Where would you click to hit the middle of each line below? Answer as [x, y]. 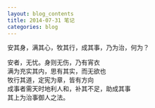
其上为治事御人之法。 [38, 97]
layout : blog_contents [41, 14]
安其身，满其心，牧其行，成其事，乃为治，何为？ [78, 48]
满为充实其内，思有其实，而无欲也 [57, 72]
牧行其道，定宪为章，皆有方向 [50, 80]
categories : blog [33, 27]
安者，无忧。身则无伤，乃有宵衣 [54, 62]
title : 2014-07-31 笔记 [41, 20]
